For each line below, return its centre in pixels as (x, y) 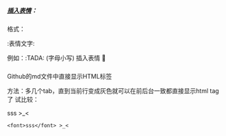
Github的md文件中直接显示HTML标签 (60, 77)
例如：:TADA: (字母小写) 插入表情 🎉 (56, 57)
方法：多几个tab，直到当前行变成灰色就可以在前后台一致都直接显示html (108, 91)
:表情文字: (21, 43)
